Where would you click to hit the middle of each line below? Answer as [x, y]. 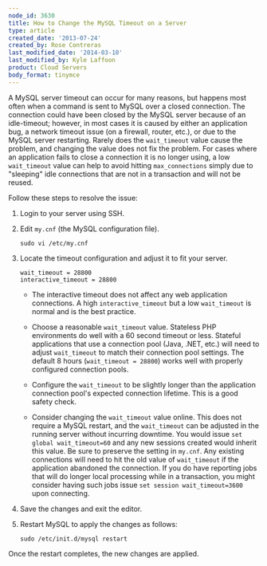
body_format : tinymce [44, 75]
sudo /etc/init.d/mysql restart [73, 539]
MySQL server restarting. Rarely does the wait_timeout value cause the [126, 140]
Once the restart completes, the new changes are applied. [104, 553]
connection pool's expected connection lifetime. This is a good [135, 393]
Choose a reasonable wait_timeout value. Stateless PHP [124, 327]
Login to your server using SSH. [72, 213]
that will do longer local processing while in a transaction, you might [143, 476]
